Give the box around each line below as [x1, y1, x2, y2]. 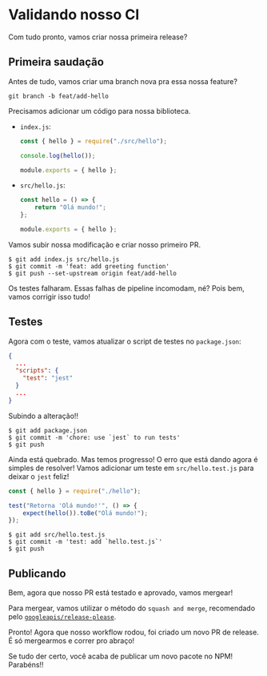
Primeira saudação [8, 55, 104, 69]
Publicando [8, 566, 66, 580]
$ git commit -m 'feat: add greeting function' [8, 262, 170, 270]
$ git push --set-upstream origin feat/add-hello [8, 269, 177, 277]
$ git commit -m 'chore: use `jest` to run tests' [8, 433, 181, 441]
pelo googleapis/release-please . [8, 612, 117, 622]
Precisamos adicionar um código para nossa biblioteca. [8, 106, 191, 115]
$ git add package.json [8, 426, 88, 434]
